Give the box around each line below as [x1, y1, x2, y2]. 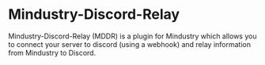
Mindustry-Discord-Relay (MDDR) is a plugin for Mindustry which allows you [8, 31, 257, 41]
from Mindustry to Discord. [8, 48, 97, 57]
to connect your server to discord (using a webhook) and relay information [8, 39, 252, 49]
